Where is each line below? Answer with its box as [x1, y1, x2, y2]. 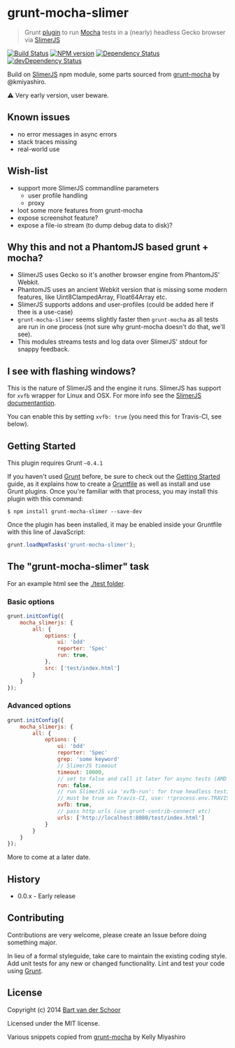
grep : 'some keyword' [57, 756, 120, 763]
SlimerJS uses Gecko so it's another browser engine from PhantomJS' [17, 271, 220, 279]
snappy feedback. [17, 345, 70, 354]
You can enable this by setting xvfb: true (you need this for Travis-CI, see [7, 412, 222, 421]
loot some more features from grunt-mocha [17, 206, 143, 214]
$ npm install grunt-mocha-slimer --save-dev [7, 508, 142, 515]
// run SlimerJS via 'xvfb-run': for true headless [57, 788, 211, 795]
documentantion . [7, 399, 57, 407]
